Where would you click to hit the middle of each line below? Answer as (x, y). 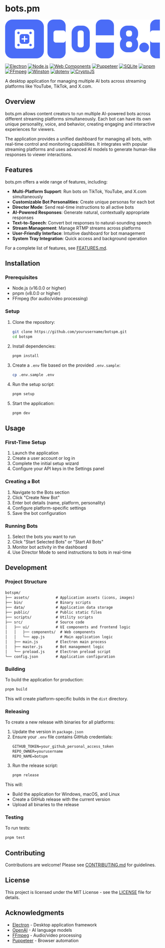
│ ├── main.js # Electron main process (56, 642)
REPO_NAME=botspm (30, 757)
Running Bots (22, 526)
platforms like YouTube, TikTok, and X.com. (49, 86)
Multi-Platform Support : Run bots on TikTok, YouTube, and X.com (79, 191)
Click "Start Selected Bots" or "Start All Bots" (58, 542)
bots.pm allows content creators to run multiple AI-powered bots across (78, 113)
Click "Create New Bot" (36, 497)
